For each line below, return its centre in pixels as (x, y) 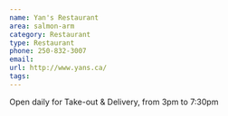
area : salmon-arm (42, 26)
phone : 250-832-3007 (48, 51)
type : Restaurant (42, 43)
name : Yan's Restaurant (54, 18)
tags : (19, 76)
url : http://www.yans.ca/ (58, 68)
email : (22, 59)
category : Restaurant (50, 34)
